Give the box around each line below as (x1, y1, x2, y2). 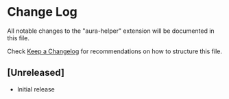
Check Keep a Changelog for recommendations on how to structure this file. (7, 47, 223, 55)
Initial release (16, 85, 55, 93)
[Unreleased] (7, 67, 65, 79)
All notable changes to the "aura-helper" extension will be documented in (7, 27, 215, 35)
